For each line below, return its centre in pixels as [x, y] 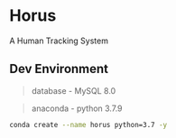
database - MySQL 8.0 [74, 90]
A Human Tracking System [59, 41]
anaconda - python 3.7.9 [77, 108]
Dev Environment [59, 69]
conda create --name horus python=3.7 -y [88, 124]
